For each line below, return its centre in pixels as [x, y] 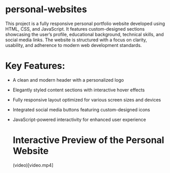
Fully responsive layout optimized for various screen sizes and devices [87, 100]
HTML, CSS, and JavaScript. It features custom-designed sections [75, 29]
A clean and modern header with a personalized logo [68, 80]
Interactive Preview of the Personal [88, 140]
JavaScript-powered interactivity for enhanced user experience [79, 119]
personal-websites [46, 9]
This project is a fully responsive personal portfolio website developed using [85, 23]
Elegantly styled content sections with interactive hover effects [79, 90]
